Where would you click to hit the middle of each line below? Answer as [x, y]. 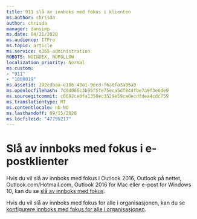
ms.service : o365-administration [48, 51]
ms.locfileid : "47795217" [39, 119]
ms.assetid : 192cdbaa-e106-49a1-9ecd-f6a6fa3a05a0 [71, 85]
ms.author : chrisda [31, 18]
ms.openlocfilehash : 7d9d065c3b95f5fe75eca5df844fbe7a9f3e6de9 [88, 91]
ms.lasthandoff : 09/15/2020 [42, 113]
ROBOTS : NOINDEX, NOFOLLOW [40, 57]
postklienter [37, 162]
